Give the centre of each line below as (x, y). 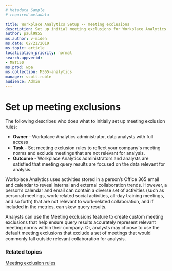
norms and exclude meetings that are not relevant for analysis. (79, 153)
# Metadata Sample (25, 10)
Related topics (24, 251)
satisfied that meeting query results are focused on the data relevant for (89, 164)
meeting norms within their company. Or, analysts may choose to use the (82, 227)
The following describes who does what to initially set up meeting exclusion (85, 121)
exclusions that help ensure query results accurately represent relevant (81, 222)
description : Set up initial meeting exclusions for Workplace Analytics (86, 29)
